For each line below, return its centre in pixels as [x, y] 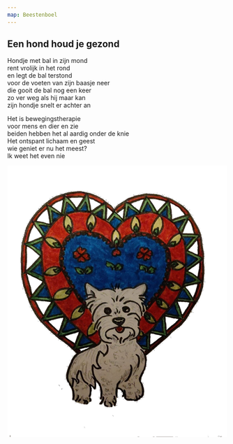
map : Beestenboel [32, 15]
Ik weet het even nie [36, 156]
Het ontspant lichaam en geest [51, 141]
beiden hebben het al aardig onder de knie [68, 134]
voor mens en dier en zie [43, 127]
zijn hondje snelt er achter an [49, 106]
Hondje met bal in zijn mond [47, 61]
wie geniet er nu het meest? [47, 149]
